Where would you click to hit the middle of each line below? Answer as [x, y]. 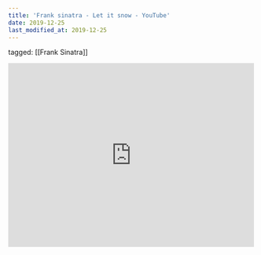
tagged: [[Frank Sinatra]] [48, 53]
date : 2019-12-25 [37, 23]
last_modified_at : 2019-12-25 [58, 30]
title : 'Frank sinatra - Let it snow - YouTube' [89, 15]
